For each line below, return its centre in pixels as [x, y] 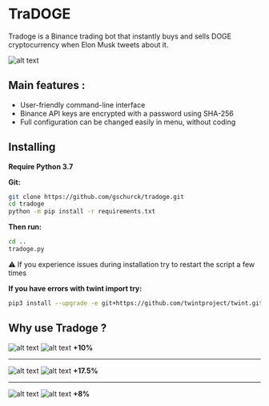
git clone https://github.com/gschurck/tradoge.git [96, 197]
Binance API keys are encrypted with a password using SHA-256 [126, 113]
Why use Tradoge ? [58, 329]
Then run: [25, 227]
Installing [32, 147]
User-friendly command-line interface [82, 104]
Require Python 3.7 [41, 166]
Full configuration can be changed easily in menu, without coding [128, 122]
